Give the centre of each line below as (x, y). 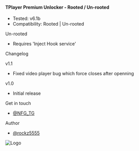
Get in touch (18, 103)
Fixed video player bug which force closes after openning (73, 74)
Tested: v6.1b (27, 18)
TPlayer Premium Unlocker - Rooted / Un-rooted (57, 7)
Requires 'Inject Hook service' (44, 44)
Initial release (27, 93)
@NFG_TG (24, 113)
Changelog (17, 54)
